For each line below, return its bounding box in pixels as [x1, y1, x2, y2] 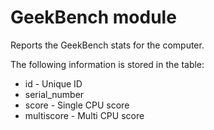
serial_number [24, 88, 85, 100]
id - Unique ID [24, 77, 83, 90]
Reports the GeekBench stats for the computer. [10, 39, 205, 51]
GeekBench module [10, 6, 177, 29]
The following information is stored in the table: [10, 58, 205, 70]
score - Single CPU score [24, 99, 130, 111]
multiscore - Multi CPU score [24, 109, 145, 121]
